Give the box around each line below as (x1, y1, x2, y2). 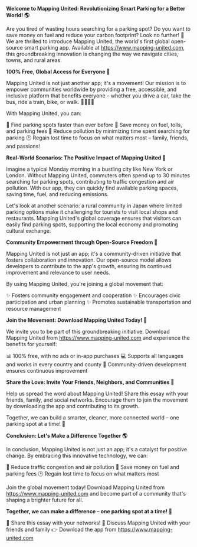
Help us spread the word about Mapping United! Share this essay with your (6, 390, 189, 397)
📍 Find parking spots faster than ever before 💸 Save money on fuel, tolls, (6, 121, 183, 128)
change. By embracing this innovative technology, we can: (6, 452, 149, 459)
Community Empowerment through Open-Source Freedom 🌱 (6, 239, 158, 246)
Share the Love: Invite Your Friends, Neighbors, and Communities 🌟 (6, 379, 175, 386)
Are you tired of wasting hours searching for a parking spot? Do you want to (6, 25, 191, 32)
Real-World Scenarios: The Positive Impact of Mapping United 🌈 (6, 154, 166, 161)
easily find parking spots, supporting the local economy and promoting (6, 221, 179, 228)
